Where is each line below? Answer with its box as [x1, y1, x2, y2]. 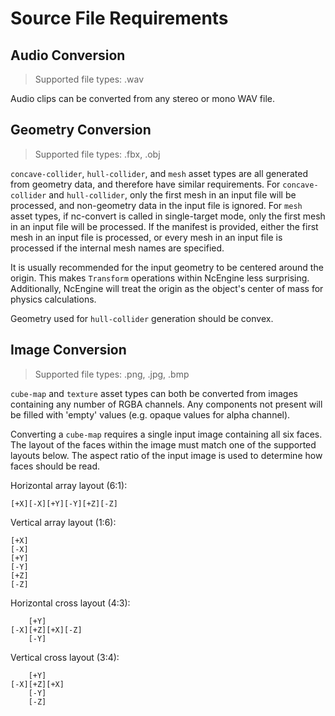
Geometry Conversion [10, 122, 152, 139]
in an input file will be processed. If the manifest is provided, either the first [10, 220, 319, 232]
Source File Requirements [10, 7, 229, 30]
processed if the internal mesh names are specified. [10, 242, 225, 254]
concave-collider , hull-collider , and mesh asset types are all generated [10, 167, 308, 179]
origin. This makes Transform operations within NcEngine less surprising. [10, 272, 310, 284]
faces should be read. [10, 460, 101, 472]
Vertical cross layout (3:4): [10, 651, 120, 663]
